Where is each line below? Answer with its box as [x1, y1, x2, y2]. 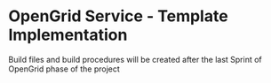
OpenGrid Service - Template [8, 6, 228, 26]
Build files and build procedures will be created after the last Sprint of [8, 54, 263, 64]
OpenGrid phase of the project [8, 64, 121, 74]
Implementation [8, 25, 128, 45]
